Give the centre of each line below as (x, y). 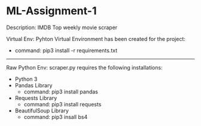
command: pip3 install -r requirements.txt (66, 50)
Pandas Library (33, 85)
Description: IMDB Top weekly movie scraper (62, 27)
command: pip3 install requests (63, 104)
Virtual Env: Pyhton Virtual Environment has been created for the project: (96, 39)
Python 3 (26, 79)
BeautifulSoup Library (42, 111)
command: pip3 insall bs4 (56, 116)
